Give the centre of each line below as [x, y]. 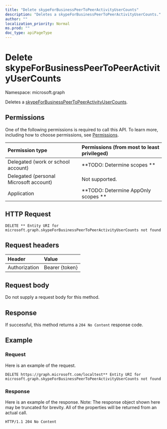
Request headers [32, 245]
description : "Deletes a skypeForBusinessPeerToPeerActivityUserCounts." [83, 14]
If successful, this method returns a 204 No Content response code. [74, 325]
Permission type [28, 150]
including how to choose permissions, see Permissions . [62, 135]
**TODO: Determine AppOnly [116, 190]
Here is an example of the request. [41, 365]
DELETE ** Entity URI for [32, 226]
